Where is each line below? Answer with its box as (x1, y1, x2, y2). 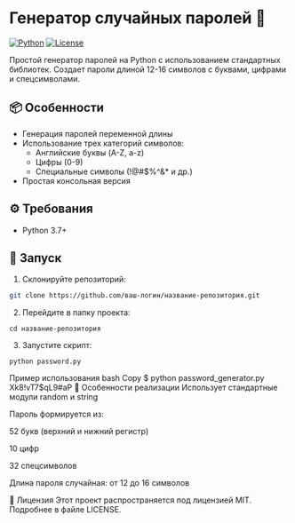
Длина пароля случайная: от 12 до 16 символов (9, 478, 190, 488)
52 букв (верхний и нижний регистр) (9, 426, 149, 437)
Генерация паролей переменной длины (21, 128, 173, 139)
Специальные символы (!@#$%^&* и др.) (35, 166, 193, 177)
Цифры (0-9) (35, 156, 84, 167)
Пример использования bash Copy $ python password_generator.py (9, 373, 265, 384)
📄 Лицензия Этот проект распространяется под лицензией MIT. (9, 495, 251, 505)
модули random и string (9, 392, 99, 402)
